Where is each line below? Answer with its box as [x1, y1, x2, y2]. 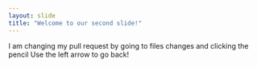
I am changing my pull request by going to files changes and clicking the [8, 41, 249, 50]
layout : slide [8, 11, 56, 20]
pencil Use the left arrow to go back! [8, 49, 130, 59]
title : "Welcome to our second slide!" [8, 19, 143, 27]
